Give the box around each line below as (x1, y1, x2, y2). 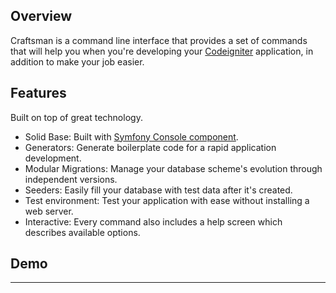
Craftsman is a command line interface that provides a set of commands (10, 34, 308, 46)
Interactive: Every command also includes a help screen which (24, 215, 283, 228)
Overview (10, 8, 73, 25)
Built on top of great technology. (10, 111, 143, 123)
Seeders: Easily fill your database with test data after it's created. (24, 184, 293, 196)
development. (24, 152, 82, 164)
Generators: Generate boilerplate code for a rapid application (24, 141, 277, 153)
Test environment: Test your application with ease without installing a (24, 194, 310, 206)
